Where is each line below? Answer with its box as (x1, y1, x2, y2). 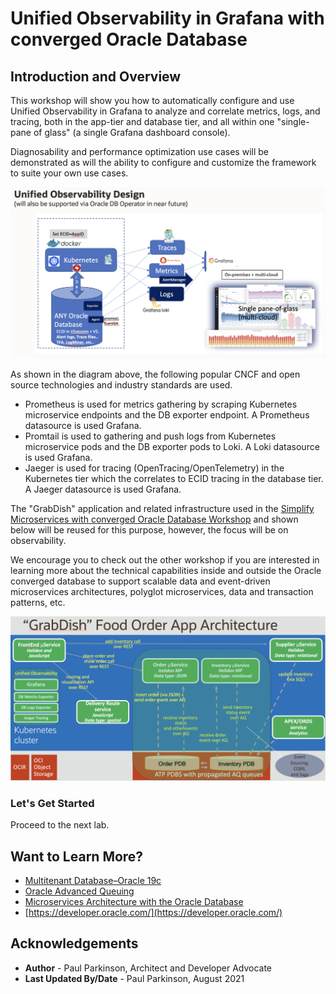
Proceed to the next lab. (10, 819, 110, 831)
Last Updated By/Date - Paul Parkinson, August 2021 (24, 972, 245, 984)
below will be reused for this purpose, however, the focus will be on (10, 524, 289, 536)
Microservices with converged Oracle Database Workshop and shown (10, 513, 299, 526)
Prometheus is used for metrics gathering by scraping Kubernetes (24, 398, 298, 411)
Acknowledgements (10, 935, 139, 952)
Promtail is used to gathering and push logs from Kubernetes (24, 430, 277, 442)
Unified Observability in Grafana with (10, 7, 325, 30)
